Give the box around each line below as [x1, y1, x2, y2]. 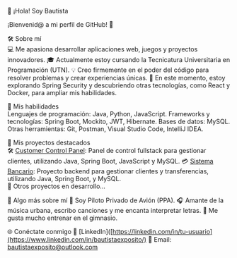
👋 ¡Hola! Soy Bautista [7, 7, 69, 15]
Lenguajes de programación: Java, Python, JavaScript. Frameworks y [7, 110, 210, 118]
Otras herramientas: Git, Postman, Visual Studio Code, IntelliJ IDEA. [7, 125, 204, 133]
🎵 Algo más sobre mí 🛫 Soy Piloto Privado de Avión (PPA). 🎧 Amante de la [7, 196, 224, 204]
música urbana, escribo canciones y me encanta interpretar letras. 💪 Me [7, 207, 218, 214]
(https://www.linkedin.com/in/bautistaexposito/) [7, 235, 147, 243]
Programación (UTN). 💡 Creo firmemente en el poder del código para [7, 66, 209, 74]
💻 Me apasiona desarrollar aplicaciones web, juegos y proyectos [7, 45, 198, 53]
